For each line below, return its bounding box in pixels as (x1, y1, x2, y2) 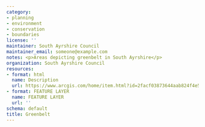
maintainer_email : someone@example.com (6, 49, 108, 55)
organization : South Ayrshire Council (6, 60, 105, 66)
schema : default (6, 105, 48, 112)
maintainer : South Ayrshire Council (6, 43, 99, 49)
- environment (6, 20, 43, 26)
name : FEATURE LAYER (12, 94, 64, 100)
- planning (6, 15, 34, 21)
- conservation (6, 26, 45, 32)
